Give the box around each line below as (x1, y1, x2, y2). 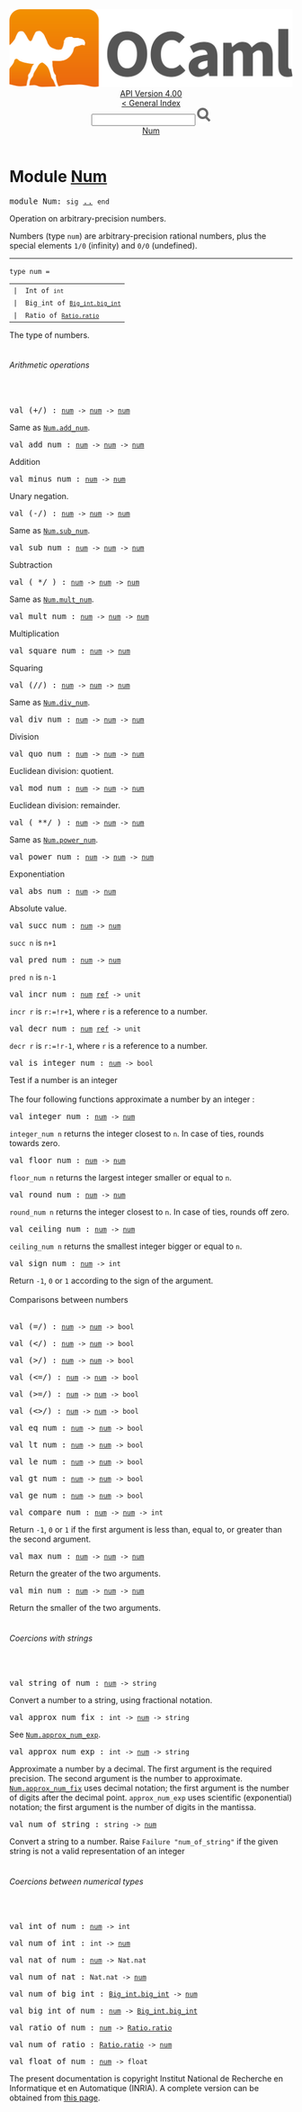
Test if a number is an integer (9, 1075, 119, 1085)
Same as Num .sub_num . (9, 525, 91, 535)
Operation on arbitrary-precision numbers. (9, 214, 166, 224)
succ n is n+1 (9, 937, 57, 948)
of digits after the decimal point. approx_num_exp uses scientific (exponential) (9, 1792, 292, 1803)
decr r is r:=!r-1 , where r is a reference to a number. (9, 1041, 209, 1051)
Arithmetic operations (9, 360, 90, 370)
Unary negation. (9, 491, 69, 501)
